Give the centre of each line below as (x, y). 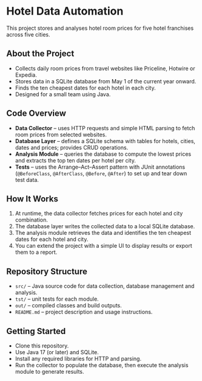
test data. (27, 180)
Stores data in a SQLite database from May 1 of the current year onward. (106, 81)
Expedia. (26, 75)
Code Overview (36, 114)
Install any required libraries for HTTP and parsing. (78, 358)
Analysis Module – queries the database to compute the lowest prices (103, 154)
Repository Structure (47, 271)
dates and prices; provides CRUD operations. (72, 147)
